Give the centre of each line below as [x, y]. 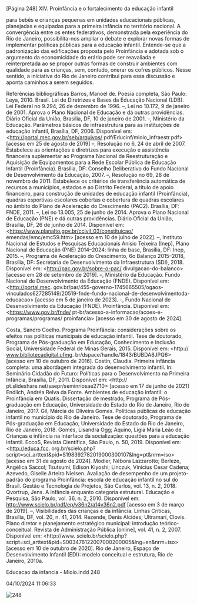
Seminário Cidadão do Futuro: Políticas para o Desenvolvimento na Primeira [98, 373]
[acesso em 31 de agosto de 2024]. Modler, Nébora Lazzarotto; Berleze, [94, 461]
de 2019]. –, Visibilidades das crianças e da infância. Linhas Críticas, [89, 511]
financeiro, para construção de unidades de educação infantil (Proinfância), [98, 194]
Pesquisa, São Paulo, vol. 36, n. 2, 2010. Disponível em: [73, 498]
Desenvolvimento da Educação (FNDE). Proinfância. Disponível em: [88, 306]
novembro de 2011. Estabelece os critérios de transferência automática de [96, 181]
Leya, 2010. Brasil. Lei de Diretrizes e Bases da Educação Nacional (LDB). [95, 100]
